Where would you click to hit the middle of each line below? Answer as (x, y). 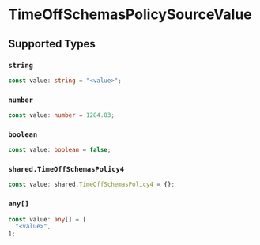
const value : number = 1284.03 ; (61, 115)
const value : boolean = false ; (60, 150)
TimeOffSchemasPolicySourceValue (130, 15)
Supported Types (52, 44)
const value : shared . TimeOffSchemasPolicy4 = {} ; (92, 185)
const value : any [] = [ (47, 219)
